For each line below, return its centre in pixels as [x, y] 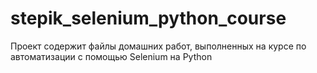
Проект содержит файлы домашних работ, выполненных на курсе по [158, 46]
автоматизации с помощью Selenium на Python [111, 56]
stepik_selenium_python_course [148, 18]
